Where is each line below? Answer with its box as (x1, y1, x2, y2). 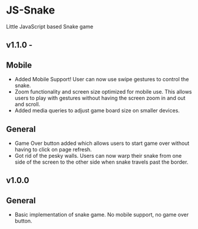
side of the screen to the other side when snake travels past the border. (14, 158, 189, 165)
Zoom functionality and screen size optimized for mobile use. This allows (14, 88, 193, 95)
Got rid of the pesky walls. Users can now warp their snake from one (14, 152, 182, 159)
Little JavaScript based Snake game (6, 23, 94, 30)
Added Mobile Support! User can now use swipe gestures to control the (14, 76, 189, 83)
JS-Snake (6, 4, 55, 17)
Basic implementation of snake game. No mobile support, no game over (14, 211, 189, 218)
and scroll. (14, 101, 41, 108)
